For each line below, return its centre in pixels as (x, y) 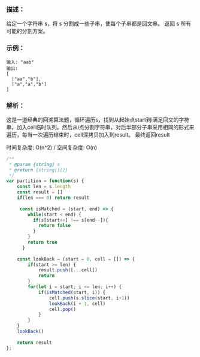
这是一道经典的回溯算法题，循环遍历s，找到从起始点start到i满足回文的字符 (98, 119)
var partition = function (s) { (45, 181)
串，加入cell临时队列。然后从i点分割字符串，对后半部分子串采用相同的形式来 (100, 127)
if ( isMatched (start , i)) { (72, 292)
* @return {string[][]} (38, 170)
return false (54, 226)
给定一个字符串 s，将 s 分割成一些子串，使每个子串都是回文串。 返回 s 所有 (99, 24)
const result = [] (40, 192)
